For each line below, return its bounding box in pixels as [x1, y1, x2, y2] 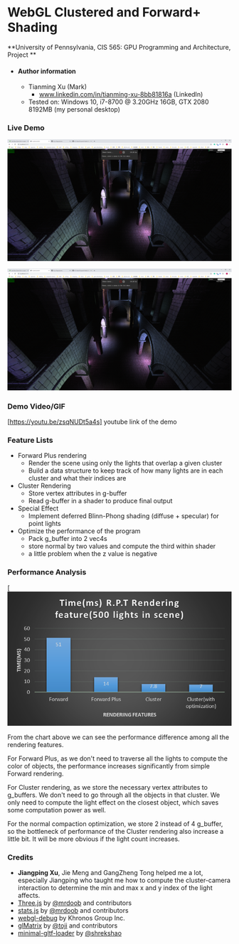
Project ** [7, 50, 37, 59]
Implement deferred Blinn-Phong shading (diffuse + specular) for [28, 512, 219, 520]
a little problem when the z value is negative [28, 549, 158, 558]
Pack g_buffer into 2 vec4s [28, 535, 108, 543]
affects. [17, 891, 41, 900]
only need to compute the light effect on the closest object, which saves [7, 798, 219, 807]
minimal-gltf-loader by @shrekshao [17, 929, 122, 938]
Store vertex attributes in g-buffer [28, 489, 127, 498]
